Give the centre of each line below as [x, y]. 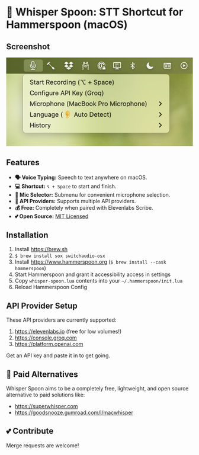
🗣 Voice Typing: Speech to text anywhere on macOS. [81, 177]
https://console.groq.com [46, 338]
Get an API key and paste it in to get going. [58, 355]
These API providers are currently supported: [61, 320]
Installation [27, 235]
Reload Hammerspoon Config [51, 287]
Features [23, 163]
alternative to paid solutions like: [46, 395]
